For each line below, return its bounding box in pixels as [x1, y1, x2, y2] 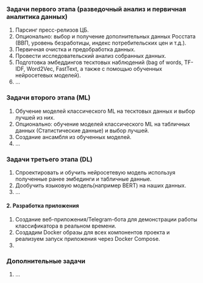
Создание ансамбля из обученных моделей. [15, 133, 132, 140]
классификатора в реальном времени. [15, 222, 117, 230]
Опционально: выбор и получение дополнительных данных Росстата [15, 33, 196, 40]
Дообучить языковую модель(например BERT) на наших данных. [15, 182, 187, 189]
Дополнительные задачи [6, 257, 86, 265]
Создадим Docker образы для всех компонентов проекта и [15, 229, 170, 236]
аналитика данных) [6, 12, 68, 21]
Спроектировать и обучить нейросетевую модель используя [15, 168, 176, 176]
